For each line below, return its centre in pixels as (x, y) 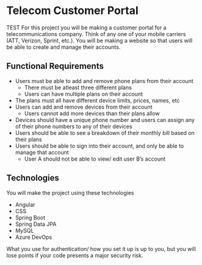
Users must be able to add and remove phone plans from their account (104, 81)
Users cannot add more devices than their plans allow (92, 113)
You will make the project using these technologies (70, 192)
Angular (25, 205)
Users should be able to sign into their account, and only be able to (99, 146)
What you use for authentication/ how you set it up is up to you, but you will (101, 249)
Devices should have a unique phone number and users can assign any (105, 120)
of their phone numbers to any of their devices (74, 126)
